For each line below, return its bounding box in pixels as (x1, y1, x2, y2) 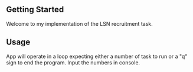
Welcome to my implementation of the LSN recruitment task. (6, 20, 153, 27)
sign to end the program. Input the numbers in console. (6, 59, 140, 66)
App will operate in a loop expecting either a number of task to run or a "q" (6, 53, 188, 60)
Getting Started (6, 5, 64, 15)
